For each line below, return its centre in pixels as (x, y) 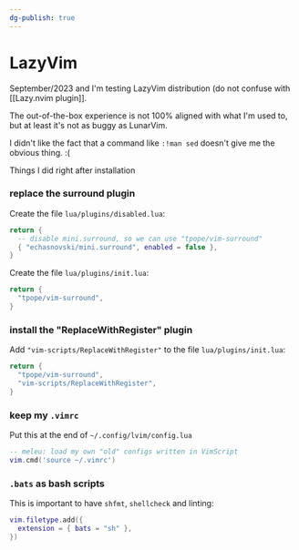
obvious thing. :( (40, 152)
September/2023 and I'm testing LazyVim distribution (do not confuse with (150, 88)
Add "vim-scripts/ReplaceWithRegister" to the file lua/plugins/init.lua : (147, 350)
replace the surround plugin (72, 194)
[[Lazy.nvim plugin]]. (48, 97)
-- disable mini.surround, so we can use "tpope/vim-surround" (140, 239)
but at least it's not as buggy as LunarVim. (89, 125)
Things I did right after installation (72, 170)
